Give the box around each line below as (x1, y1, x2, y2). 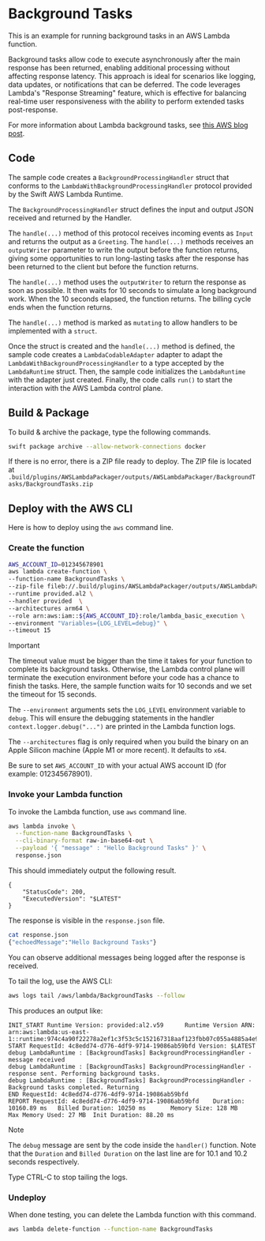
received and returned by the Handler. (8, 212, 132, 222)
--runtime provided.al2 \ (8, 590, 93, 598)
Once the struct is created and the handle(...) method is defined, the (8, 341, 235, 351)
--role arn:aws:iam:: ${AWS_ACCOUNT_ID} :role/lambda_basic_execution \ (8, 611, 245, 620)
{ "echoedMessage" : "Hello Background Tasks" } (8, 938, 157, 946)
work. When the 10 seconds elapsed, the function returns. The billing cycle (8, 294, 252, 303)
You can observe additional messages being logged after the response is (8, 953, 246, 962)
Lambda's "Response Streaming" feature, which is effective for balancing (8, 88, 247, 97)
